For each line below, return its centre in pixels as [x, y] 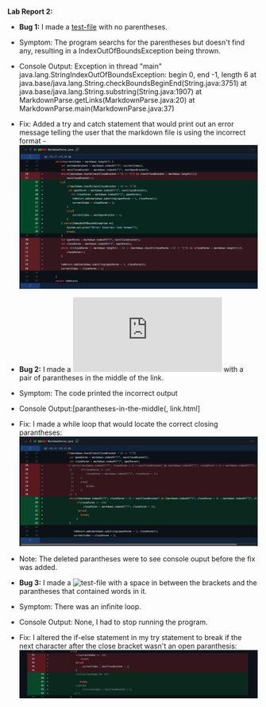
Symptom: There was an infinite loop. [80, 606]
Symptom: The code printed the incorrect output [98, 393]
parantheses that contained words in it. [83, 591]
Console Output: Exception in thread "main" [90, 66]
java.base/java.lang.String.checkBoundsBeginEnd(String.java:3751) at [133, 83]
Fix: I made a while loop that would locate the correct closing [118, 424]
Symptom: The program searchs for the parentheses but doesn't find [132, 42]
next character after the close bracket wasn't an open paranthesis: [128, 646]
